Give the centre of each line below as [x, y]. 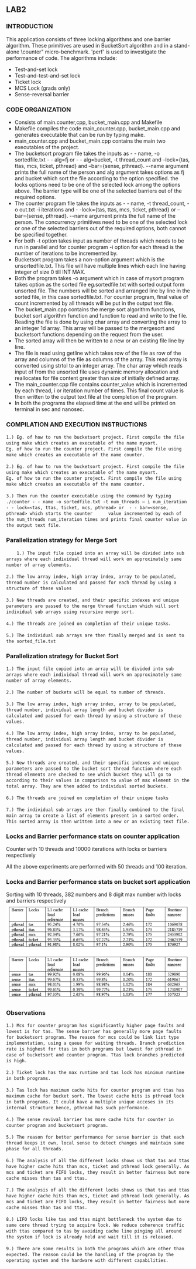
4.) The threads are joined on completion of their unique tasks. [89, 624]
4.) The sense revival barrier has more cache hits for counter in [90, 1120]
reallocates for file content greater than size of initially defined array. [97, 378]
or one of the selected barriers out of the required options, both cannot [100, 228]
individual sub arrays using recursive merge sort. [70, 612]
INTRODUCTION [30, 26]
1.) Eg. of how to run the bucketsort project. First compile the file [95, 437]
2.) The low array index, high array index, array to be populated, [91, 577]
